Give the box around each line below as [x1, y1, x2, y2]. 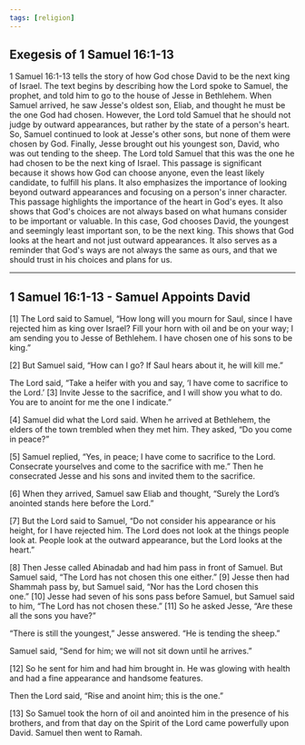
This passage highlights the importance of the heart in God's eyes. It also [9, 196, 283, 207]
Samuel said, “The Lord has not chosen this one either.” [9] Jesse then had [9, 571, 290, 582]
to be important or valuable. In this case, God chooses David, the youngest [9, 215, 289, 227]
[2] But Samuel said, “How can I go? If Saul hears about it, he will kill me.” [9, 360, 284, 371]
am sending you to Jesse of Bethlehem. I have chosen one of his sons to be [9, 333, 293, 343]
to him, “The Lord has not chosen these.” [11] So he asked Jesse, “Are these [9, 601, 293, 611]
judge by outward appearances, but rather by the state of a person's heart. [9, 119, 290, 130]
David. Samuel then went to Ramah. [9, 728, 143, 739]
